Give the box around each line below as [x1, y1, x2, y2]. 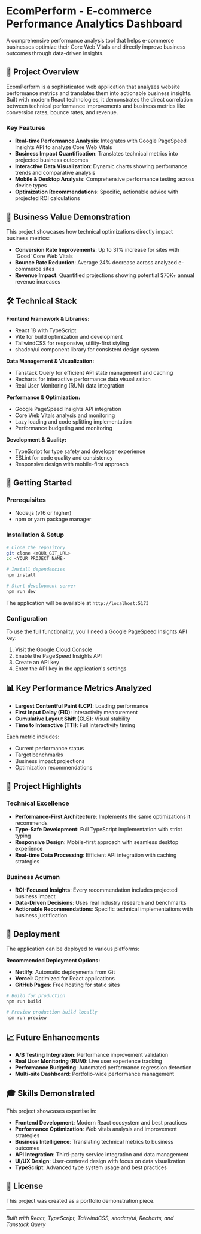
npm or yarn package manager [14, 515, 92, 523]
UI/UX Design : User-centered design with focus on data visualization [14, 1157, 185, 1164]
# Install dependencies [6, 567, 66, 573]
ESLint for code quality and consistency [14, 454, 113, 461]
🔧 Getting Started [6, 478, 72, 488]
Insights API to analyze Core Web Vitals [14, 144, 112, 151]
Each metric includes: [6, 733, 60, 740]
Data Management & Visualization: [6, 357, 95, 365]
